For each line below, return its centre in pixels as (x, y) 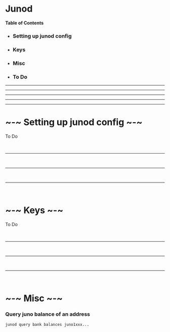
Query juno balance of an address (48, 314)
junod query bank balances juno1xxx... (47, 325)
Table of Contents (25, 23)
